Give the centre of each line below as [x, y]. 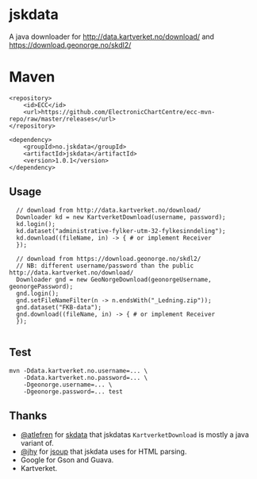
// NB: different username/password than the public [105, 266]
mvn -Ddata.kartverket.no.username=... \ [79, 370]
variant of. [37, 443]
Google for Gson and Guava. [67, 460]
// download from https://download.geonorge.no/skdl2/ [109, 259]
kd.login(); [36, 224]
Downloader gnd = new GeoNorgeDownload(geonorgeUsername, [114, 279]
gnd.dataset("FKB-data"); [59, 307]
